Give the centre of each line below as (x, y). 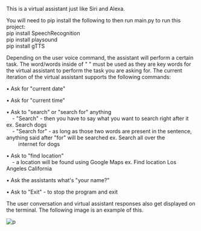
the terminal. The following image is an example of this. (75, 210)
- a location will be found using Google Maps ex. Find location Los (94, 162)
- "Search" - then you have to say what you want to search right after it (100, 118)
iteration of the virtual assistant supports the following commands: (88, 77)
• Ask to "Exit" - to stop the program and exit (62, 192)
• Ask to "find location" (35, 156)
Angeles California (29, 169)
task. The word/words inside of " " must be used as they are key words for (99, 64)
